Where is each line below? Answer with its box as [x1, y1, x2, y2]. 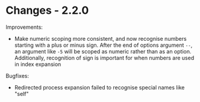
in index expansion [14, 61, 61, 68]
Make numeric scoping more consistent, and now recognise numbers [14, 35, 187, 42]
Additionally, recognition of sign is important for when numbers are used [14, 54, 195, 61]
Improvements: [5, 23, 43, 31]
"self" [14, 90, 29, 97]
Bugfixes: [5, 72, 30, 79]
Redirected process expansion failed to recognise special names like [14, 83, 185, 91]
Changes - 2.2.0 [5, 4, 89, 17]
